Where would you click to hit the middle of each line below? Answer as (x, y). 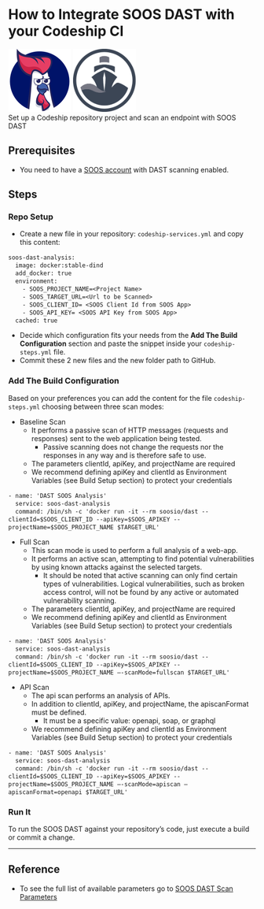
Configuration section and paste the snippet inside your (111, 343)
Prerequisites (42, 151)
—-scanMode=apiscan (148, 784)
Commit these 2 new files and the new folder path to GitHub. (117, 361)
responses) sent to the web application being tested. (116, 438)
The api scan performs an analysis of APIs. (101, 696)
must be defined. (59, 712)
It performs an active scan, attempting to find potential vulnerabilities (143, 558)
